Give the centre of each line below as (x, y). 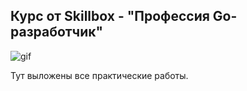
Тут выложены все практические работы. (99, 75)
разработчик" (57, 32)
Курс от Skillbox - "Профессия (110, 16)
